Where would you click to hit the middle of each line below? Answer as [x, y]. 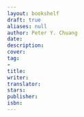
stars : [16, 90]
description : [26, 45]
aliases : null [27, 26]
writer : [18, 77]
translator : [24, 84]
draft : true [24, 20]
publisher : [23, 97]
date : [15, 39]
